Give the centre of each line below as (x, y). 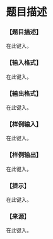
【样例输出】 (24, 155)
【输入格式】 (24, 63)
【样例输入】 (24, 124)
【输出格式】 (24, 93)
